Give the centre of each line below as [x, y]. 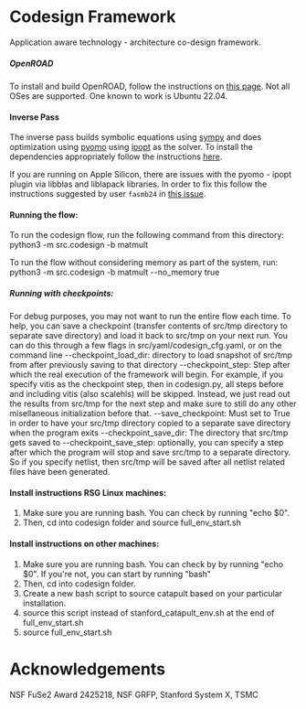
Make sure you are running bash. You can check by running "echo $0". [156, 513]
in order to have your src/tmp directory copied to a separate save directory [150, 424]
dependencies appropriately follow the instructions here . [116, 156]
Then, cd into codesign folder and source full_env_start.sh [132, 522]
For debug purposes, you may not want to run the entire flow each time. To [151, 317]
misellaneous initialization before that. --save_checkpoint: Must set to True [150, 414]
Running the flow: [44, 215]
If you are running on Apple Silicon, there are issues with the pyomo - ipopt [151, 175]
